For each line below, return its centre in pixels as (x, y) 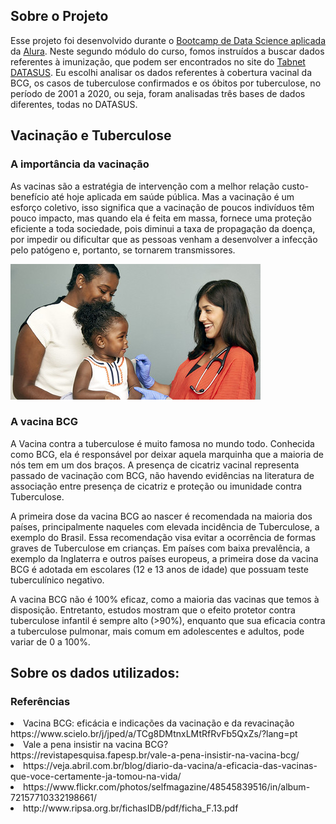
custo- (295, 186)
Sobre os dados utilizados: (95, 673)
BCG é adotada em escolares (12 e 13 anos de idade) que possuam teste (159, 569)
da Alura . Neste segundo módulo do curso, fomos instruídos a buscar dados (167, 51)
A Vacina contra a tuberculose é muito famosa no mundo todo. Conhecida (162, 443)
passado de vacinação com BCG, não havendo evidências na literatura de (162, 475)
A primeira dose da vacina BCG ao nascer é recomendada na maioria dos (161, 516)
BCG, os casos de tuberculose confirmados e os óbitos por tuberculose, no (166, 83)
